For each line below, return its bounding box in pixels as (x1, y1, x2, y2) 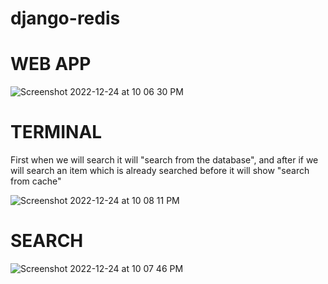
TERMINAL (10, 121, 103, 144)
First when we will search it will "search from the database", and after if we (10, 154, 319, 166)
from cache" (10, 175, 62, 187)
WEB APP (10, 53, 92, 76)
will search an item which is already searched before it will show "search (10, 165, 310, 177)
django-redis (10, 7, 121, 30)
